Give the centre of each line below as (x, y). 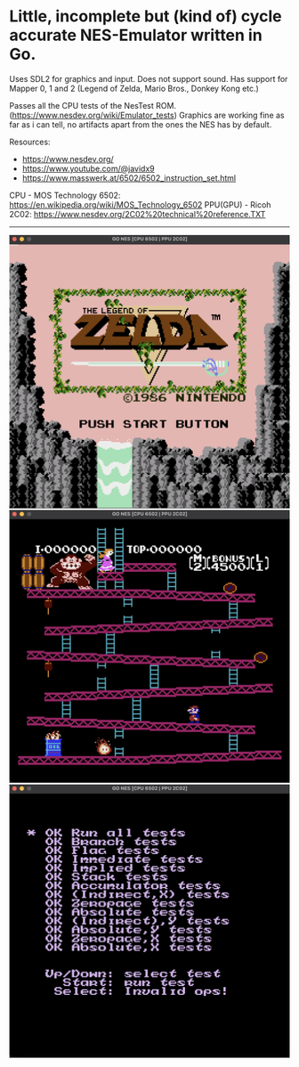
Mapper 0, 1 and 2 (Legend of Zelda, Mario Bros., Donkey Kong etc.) (134, 88)
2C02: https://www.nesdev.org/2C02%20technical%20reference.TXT (137, 214)
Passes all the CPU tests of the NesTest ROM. (93, 105)
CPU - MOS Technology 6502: (65, 195)
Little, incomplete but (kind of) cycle (145, 16)
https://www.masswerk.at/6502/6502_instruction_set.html (129, 178)
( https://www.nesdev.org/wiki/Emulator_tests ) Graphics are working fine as (147, 115)
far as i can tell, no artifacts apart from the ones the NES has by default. (141, 124)
